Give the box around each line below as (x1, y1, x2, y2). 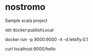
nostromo (5, 1, 46, 13)
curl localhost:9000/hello (5, 46, 56, 52)
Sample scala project (5, 18, 47, 23)
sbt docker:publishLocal (5, 27, 54, 33)
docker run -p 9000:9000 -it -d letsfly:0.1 (5, 36, 88, 42)
